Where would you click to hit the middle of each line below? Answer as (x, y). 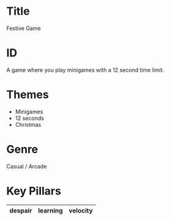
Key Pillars (34, 191)
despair (21, 211)
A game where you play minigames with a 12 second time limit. (85, 70)
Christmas (28, 124)
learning (50, 211)
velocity (81, 211)
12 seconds (30, 118)
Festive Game (24, 28)
